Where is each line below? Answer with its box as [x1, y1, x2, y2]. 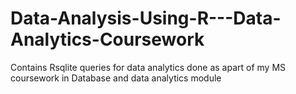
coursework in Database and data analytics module [10, 72, 222, 84]
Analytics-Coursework [10, 28, 205, 51]
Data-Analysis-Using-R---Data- [10, 7, 282, 30]
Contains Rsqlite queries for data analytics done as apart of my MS [10, 61, 287, 73]
